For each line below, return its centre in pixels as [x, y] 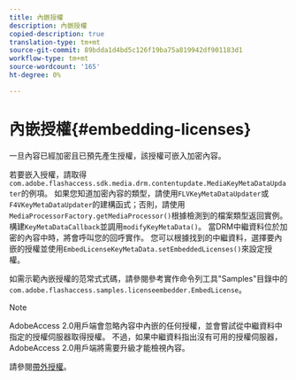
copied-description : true [57, 34]
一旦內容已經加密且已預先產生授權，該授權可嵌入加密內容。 [118, 155]
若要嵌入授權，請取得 [48, 174]
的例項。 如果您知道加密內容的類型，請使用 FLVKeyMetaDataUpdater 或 [145, 193]
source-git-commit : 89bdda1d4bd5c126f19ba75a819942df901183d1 [126, 50]
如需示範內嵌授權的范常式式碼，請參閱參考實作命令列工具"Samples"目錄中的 [148, 278]
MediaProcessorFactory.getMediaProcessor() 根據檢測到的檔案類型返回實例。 [148, 215]
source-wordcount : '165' [55, 67]
